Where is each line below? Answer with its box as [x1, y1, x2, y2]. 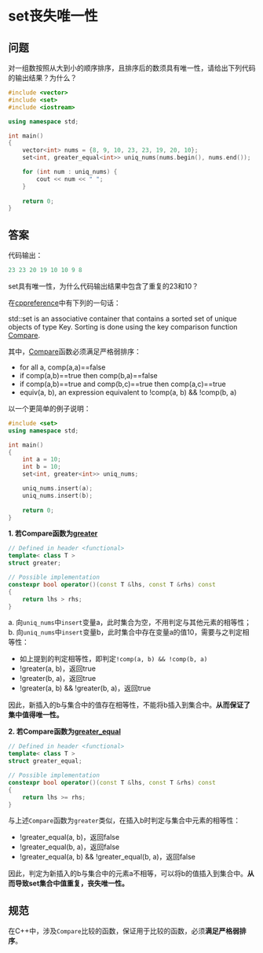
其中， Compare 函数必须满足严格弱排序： [8, 347, 141, 356]
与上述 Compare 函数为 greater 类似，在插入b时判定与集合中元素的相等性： [8, 815, 241, 826]
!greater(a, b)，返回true [19, 664, 97, 673]
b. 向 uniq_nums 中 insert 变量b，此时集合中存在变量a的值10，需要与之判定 [8, 627, 243, 637]
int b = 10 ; [22, 463, 61, 471]
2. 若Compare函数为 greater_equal [8, 727, 122, 736]
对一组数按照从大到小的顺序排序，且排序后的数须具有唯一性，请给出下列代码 [8, 64, 256, 72]
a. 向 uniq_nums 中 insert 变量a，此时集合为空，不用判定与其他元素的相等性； [8, 618, 252, 627]
